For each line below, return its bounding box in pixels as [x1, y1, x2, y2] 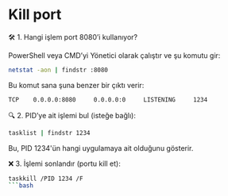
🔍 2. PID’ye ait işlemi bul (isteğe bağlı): [8, 110, 137, 120]
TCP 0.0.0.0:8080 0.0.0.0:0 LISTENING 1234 [8, 95, 208, 104]
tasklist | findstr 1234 [8, 129, 91, 136]
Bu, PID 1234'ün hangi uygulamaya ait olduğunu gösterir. [8, 143, 194, 152]
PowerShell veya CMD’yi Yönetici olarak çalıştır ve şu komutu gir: [8, 50, 221, 60]
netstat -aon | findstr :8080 [8, 66, 109, 74]
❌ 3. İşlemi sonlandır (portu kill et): [8, 159, 121, 168]
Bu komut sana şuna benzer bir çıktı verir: [8, 80, 145, 90]
